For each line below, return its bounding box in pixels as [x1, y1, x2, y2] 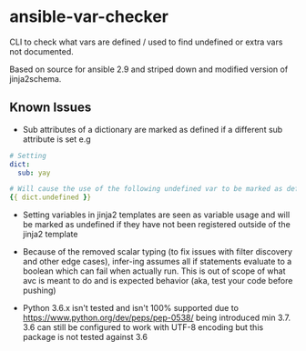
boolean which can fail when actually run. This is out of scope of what [22, 266, 286, 276]
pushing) [22, 285, 56, 296]
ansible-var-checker [9, 6, 168, 27]
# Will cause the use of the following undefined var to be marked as [9, 185, 283, 194]
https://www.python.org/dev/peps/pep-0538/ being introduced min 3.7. [22, 312, 291, 324]
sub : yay [17, 168, 51, 177]
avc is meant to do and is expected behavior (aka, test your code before [22, 276, 293, 286]
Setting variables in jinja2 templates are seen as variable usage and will [22, 209, 291, 220]
